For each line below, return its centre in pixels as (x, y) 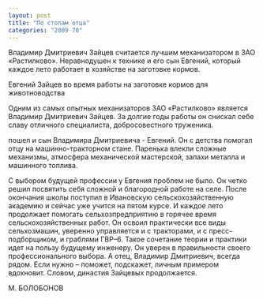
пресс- (221, 231)
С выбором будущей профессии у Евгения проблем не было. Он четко (128, 181)
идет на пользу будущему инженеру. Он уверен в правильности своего (130, 248)
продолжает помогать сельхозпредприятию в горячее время (113, 215)
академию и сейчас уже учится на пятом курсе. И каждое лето (116, 206)
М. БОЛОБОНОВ (36, 288)
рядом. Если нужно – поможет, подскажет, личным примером (114, 264)
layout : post (30, 15)
